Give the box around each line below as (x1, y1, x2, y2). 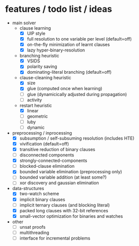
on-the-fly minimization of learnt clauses (27, 42, 110, 48)
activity (27, 97, 42, 102)
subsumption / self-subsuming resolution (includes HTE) (19, 135, 135, 141)
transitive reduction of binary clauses (19, 147, 96, 152)
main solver (12, 20, 36, 26)
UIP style (27, 30, 46, 36)
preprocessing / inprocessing (12, 130, 72, 136)
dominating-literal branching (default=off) (27, 69, 112, 75)
